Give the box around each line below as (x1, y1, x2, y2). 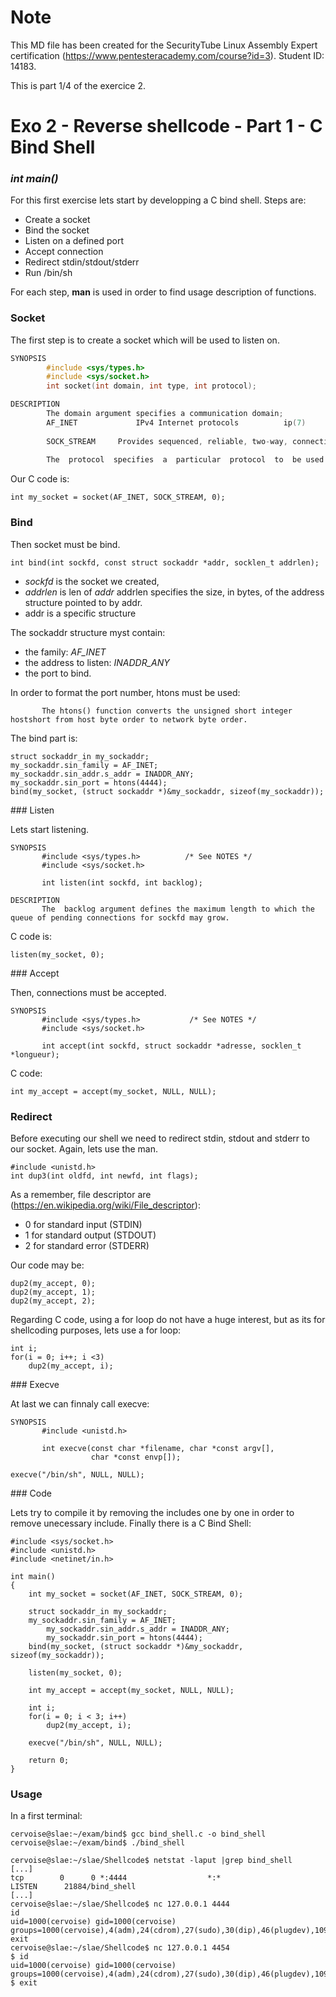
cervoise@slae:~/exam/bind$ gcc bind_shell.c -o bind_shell (10, 1829, 267, 1840)
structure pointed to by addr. (24, 596, 143, 608)
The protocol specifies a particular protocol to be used (46, 455, 325, 465)
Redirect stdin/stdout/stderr (24, 256, 140, 268)
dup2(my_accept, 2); (10, 1296, 97, 1306)
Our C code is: (10, 473, 70, 485)
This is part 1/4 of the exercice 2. (10, 79, 146, 91)
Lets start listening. (10, 823, 90, 835)
